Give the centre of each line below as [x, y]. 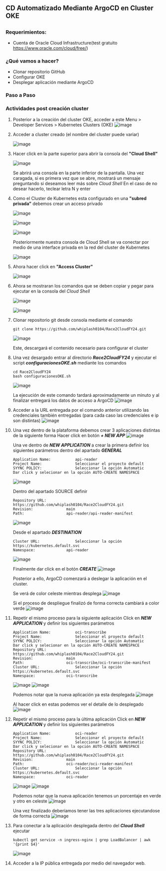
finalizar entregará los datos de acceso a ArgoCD [63, 400]
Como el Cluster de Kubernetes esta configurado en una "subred [80, 198]
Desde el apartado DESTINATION [47, 532]
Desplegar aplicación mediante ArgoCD [53, 82]
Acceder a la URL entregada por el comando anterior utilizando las [81, 410]
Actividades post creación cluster [47, 109]
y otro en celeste [30, 801]
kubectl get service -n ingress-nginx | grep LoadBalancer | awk [82, 840]
